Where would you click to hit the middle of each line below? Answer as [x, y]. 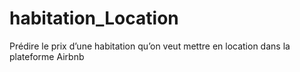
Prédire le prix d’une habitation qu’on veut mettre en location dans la [150, 46]
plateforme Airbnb [47, 56]
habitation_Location [94, 18]
